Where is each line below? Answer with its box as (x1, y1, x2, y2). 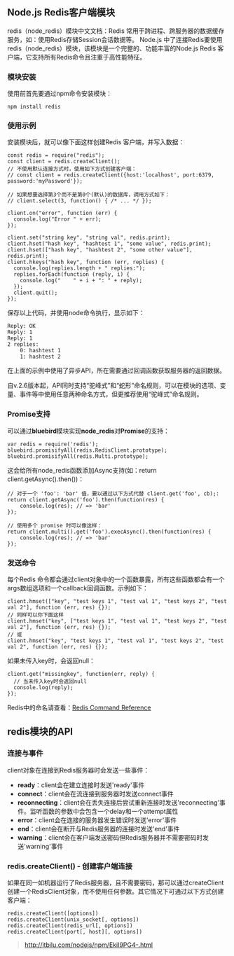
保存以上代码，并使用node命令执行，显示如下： (7, 309, 145, 317)
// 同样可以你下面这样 (7, 611, 64, 618)
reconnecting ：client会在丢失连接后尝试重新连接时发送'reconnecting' (17, 798, 220, 807)
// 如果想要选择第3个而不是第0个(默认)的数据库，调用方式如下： (7, 191, 170, 198)
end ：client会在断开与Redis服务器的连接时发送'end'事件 (17, 824, 180, 833)
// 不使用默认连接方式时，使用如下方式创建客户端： (7, 165, 137, 173)
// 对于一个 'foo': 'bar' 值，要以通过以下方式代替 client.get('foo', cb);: (7, 490, 219, 497)
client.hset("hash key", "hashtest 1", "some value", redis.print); (7, 240, 212, 247)
